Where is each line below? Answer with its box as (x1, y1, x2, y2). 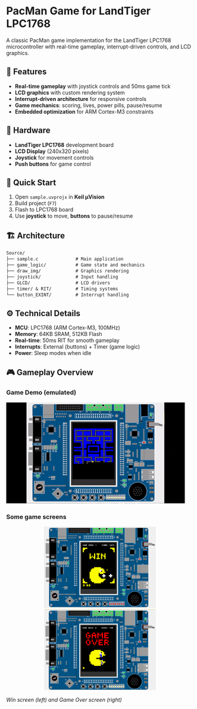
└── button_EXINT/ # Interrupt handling (6, 292, 129, 298)
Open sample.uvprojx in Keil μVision (14, 193, 105, 201)
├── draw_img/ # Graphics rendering (6, 268, 129, 274)
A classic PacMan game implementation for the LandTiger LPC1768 (6, 36, 171, 44)
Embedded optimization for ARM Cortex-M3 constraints (14, 108, 154, 115)
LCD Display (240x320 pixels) (14, 148, 89, 155)
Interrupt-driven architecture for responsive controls (14, 95, 147, 102)
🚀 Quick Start (6, 178, 57, 188)
